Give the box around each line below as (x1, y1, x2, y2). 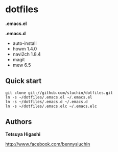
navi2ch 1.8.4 (12, 51, 41, 57)
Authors (5, 117, 32, 126)
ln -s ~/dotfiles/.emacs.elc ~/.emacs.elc (5, 104, 97, 109)
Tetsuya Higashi (5, 131, 41, 137)
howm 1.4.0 (12, 45, 37, 52)
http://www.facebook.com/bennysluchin (5, 141, 90, 147)
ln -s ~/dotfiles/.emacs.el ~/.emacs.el (5, 94, 93, 100)
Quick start (5, 77, 42, 85)
